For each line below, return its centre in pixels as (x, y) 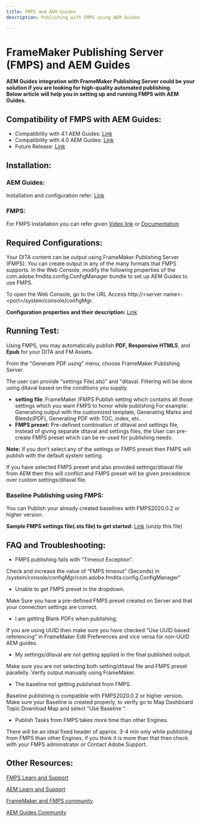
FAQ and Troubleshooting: (56, 545)
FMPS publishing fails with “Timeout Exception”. (74, 559)
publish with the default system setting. (55, 455)
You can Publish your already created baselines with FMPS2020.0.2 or (93, 508)
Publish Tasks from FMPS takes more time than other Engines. (92, 720)
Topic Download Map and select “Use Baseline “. (66, 708)
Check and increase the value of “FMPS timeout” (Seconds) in (83, 571)
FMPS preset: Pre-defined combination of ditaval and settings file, (97, 424)
